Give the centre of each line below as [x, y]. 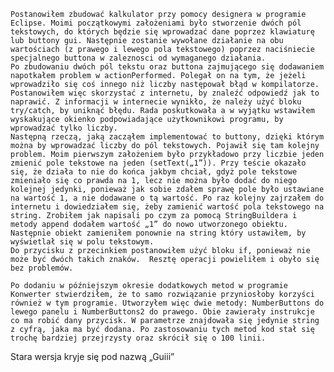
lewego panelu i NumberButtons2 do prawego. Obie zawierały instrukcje [162, 312]
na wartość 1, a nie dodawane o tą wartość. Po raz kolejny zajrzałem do [167, 198]
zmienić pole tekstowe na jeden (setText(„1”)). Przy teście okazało [158, 163]
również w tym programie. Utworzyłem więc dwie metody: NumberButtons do [167, 303]
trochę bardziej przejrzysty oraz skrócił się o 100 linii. [138, 338]
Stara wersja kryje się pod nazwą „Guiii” [92, 356]
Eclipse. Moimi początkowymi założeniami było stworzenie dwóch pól [156, 23]
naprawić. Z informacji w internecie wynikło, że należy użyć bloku [156, 102]
